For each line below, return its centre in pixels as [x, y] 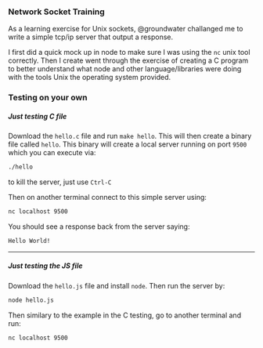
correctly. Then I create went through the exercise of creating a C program [128, 60]
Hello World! [29, 241]
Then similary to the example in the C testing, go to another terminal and [124, 315]
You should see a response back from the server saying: [99, 227]
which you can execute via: [52, 153]
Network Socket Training [57, 12]
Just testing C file [38, 116]
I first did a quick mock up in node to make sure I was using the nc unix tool [129, 53]
